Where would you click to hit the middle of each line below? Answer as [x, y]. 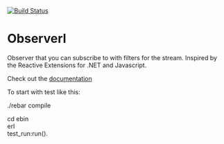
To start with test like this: [44, 92]
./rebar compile [29, 105]
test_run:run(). [28, 133]
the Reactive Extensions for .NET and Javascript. [77, 65]
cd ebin [18, 118]
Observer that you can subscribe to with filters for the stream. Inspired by [112, 57]
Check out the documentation [50, 78]
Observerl [37, 39]
